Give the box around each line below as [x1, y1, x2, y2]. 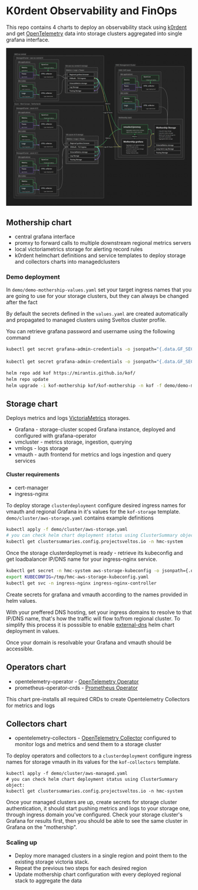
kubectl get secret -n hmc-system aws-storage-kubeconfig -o [6, 568, 160, 574]
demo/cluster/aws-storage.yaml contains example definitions [6, 514, 154, 521]
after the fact [6, 299, 38, 306]
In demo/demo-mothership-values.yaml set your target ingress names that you [6, 286, 192, 293]
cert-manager [14, 484, 49, 491]
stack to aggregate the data [14, 877, 82, 884]
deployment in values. [6, 627, 60, 635]
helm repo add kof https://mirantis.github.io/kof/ [6, 370, 136, 376]
